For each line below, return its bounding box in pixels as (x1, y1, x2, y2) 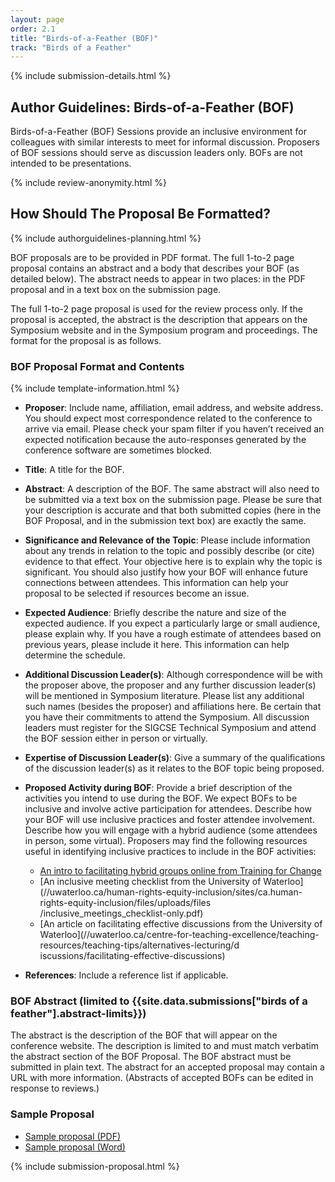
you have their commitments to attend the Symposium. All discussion (24, 711, 310, 723)
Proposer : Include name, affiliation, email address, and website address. (24, 402, 324, 414)
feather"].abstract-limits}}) (10, 1007, 147, 1021)
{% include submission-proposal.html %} (10, 1160, 180, 1172)
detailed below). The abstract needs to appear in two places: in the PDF (10, 272, 306, 285)
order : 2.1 (10, 24, 56, 34)
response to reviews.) (10, 1082, 100, 1095)
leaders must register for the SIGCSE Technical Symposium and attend (24, 722, 317, 734)
